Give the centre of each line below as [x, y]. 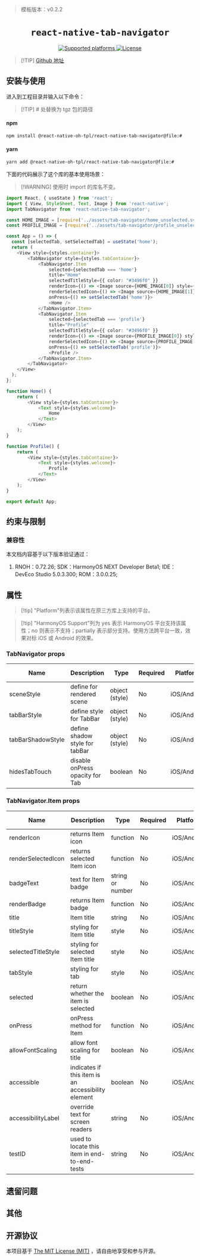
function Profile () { [33, 446]
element [82, 1097]
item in [80, 1154]
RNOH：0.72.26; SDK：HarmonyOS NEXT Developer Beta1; [87, 567]
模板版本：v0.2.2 [42, 9]
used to [81, 1139]
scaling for [85, 1050]
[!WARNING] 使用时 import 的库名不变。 [70, 187]
